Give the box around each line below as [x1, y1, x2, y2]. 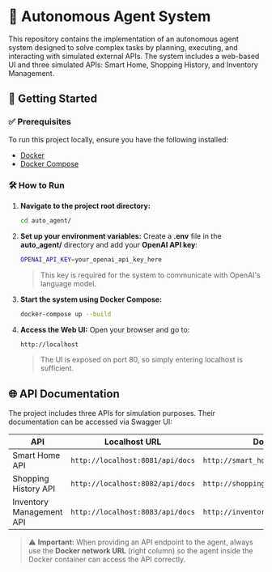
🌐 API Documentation [8, 387, 120, 400]
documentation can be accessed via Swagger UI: [8, 417, 172, 427]
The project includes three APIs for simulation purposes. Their [8, 409, 216, 418]
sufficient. [40, 363, 74, 373]
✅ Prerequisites [8, 117, 71, 128]
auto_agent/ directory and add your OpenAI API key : [19, 239, 198, 249]
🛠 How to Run [8, 180, 65, 191]
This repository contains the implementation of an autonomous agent [8, 34, 239, 44]
